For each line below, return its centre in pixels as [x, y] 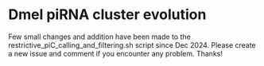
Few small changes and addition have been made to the [99, 37]
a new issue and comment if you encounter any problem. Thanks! [115, 53]
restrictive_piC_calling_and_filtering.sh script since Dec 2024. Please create [132, 45]
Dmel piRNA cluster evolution [107, 15]
